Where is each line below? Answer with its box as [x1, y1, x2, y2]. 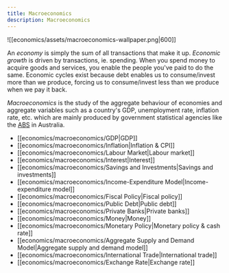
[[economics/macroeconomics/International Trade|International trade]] [16, 250, 217, 259]
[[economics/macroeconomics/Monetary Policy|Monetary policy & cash [16, 221, 221, 230]
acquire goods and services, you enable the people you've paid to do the [7, 63, 214, 72]
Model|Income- [165, 177, 209, 186]
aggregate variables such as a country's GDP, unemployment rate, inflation [7, 106, 219, 114]
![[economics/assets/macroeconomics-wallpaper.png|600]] [7, 35, 176, 43]
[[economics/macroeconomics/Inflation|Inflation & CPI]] [16, 141, 175, 149]
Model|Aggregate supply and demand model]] [16, 243, 148, 252]
